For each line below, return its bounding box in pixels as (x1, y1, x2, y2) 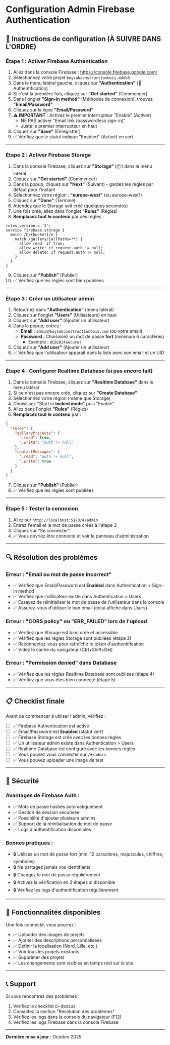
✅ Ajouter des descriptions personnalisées (13, 937, 102, 943)
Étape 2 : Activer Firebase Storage (6, 151, 91, 158)
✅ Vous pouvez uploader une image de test (13, 757, 104, 763)
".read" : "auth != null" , (19, 454, 74, 459)
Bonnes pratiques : (6, 839, 53, 846)
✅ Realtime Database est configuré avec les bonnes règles (13, 746, 136, 752)
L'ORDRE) (6, 42, 37, 51)
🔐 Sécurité (6, 777, 39, 786)
